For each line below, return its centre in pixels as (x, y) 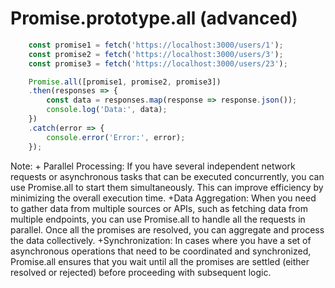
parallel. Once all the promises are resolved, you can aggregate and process (167, 229)
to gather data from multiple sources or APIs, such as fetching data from (159, 208)
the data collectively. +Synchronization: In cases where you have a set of (161, 240)
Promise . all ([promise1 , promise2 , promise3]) (125, 82)
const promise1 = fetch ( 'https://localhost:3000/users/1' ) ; (156, 45)
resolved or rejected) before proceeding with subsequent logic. (141, 272)
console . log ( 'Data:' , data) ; (107, 110)
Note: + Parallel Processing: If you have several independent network (153, 166)
